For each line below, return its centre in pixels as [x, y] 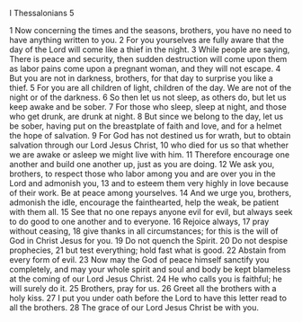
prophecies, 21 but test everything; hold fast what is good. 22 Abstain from [148, 250]
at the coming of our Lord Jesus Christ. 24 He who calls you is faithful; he [146, 279]
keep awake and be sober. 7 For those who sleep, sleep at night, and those [148, 107]
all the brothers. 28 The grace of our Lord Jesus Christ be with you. [134, 308]
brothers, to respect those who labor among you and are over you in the [142, 174]
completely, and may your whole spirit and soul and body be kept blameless [150, 269]
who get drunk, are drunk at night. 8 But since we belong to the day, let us [147, 116]
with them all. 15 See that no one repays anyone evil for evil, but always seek [151, 212]
